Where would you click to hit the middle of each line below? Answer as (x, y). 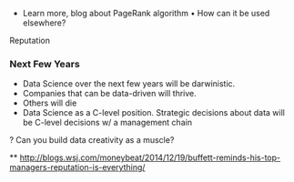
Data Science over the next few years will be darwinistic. (129, 84)
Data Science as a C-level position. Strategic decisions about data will (153, 113)
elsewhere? (44, 23)
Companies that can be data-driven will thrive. (110, 94)
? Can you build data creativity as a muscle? (92, 140)
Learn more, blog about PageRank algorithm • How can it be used (146, 13)
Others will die (50, 103)
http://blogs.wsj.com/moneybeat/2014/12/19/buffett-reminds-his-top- (150, 157)
